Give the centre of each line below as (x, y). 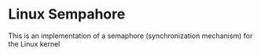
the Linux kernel (34, 43)
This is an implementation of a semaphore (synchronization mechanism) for (130, 36)
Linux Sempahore (67, 14)
